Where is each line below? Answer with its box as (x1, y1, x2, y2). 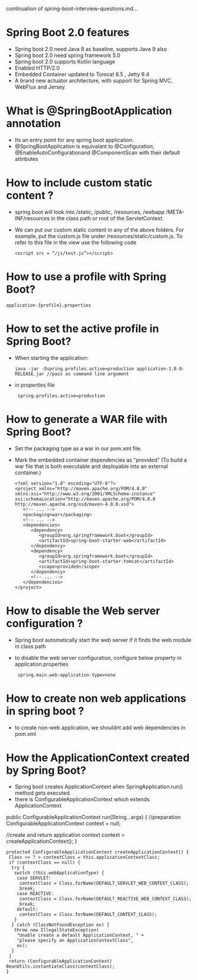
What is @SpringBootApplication (6, 104, 173, 118)
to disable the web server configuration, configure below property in (14, 654, 182, 661)
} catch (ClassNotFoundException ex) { (11, 922, 110, 928)
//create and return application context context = (6, 832, 125, 839)
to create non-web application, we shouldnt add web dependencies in (14, 724, 186, 731)
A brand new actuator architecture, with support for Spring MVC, (14, 77, 173, 84)
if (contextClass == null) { (8, 859, 81, 866)
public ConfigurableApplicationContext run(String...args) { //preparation (6, 814, 181, 821)
